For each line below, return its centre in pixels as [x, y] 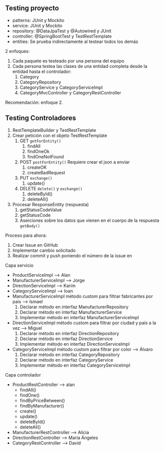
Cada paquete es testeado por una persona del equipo [68, 61]
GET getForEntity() [40, 141]
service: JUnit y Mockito [37, 25]
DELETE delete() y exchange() [51, 188]
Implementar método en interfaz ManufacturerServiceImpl [79, 317]
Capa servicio [19, 265]
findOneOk [38, 151]
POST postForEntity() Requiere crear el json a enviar [75, 162]
